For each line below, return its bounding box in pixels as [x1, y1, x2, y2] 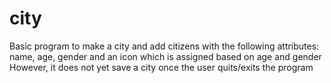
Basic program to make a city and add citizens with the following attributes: [9, 40, 320, 52]
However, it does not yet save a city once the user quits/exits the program [9, 61, 314, 73]
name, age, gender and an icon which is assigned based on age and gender [9, 50, 322, 62]
